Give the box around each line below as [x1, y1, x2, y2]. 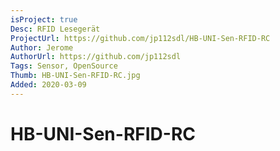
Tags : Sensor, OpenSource [10, 61, 118, 71]
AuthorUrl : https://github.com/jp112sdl [10, 52, 182, 62]
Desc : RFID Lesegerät [10, 24, 101, 34]
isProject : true [10, 14, 78, 25]
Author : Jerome [10, 42, 74, 53]
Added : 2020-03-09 [10, 80, 87, 90]
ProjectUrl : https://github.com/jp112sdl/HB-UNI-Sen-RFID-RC [10, 33, 271, 43]
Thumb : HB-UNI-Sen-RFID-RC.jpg [10, 71, 141, 81]
